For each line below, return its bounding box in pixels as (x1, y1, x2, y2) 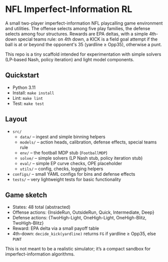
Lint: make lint (12, 95, 43, 101)
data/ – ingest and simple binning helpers (19, 134, 106, 140)
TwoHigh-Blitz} (12, 220, 44, 226)
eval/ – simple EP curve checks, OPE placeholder (19, 160, 122, 166)
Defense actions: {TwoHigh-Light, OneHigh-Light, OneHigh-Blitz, (12, 215, 146, 221)
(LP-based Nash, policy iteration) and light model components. (5, 56, 134, 62)
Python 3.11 (12, 84, 36, 90)
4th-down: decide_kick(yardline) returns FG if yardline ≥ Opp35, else (12, 231, 156, 237)
